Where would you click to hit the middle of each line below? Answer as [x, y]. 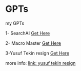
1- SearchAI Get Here [28, 33]
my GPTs [15, 23]
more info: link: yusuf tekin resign [40, 63]
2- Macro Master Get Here [33, 43]
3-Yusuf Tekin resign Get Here [37, 53]
